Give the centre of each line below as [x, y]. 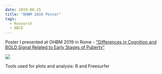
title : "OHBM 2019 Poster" [33, 14]
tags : [11, 19]
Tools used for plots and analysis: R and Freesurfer [57, 66]
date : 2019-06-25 [23, 10]
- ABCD [16, 28]
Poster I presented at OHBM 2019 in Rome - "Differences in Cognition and [81, 42]
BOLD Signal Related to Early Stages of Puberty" [55, 47]
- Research [21, 23]
